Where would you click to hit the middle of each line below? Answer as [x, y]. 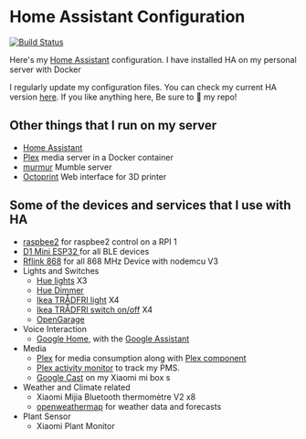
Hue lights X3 [62, 280]
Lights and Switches [61, 270]
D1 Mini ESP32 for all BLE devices [86, 251]
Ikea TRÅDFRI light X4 [78, 299]
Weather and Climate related [76, 387]
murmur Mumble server [67, 167]
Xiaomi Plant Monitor [76, 425]
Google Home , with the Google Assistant [113, 339]
